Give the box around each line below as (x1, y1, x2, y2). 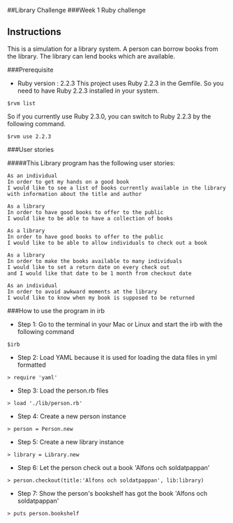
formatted (17, 361, 47, 369)
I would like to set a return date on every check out (7, 264, 170, 271)
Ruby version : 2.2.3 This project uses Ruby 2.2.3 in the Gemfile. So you (17, 79, 225, 87)
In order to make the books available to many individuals (7, 257, 183, 264)
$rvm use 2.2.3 (7, 132, 52, 140)
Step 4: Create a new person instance (17, 411, 127, 420)
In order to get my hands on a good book (7, 178, 130, 185)
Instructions (7, 26, 61, 38)
